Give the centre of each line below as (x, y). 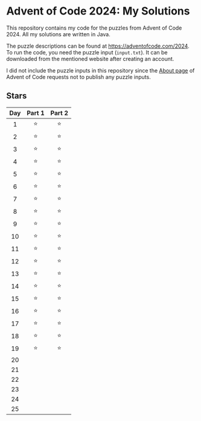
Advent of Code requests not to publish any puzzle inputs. (78, 77)
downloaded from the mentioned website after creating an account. (90, 59)
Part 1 (36, 113)
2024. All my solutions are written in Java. (58, 34)
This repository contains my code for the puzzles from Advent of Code (94, 28)
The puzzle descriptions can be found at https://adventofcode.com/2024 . (98, 46)
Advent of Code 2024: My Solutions (98, 11)
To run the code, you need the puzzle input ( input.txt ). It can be (87, 52)
